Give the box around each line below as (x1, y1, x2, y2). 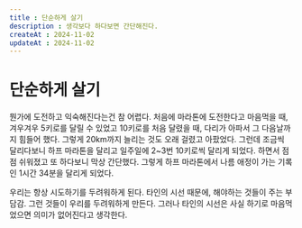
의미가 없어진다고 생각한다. (32, 209, 128, 221)
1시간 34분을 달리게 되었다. (18, 168, 114, 178)
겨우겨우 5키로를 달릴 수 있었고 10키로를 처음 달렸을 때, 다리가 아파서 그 (9, 123, 260, 133)
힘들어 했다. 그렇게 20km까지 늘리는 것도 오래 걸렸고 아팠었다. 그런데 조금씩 (18, 134, 285, 145)
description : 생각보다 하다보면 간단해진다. (9, 22, 159, 31)
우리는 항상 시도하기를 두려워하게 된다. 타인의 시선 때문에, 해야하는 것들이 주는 (9, 187, 284, 198)
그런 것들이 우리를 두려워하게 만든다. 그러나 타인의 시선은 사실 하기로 (28, 198, 269, 209)
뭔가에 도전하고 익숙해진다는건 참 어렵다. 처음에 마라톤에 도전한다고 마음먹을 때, (9, 112, 288, 123)
